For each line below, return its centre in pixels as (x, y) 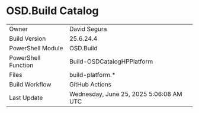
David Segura (88, 29)
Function (21, 65)
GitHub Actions (90, 84)
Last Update (26, 98)
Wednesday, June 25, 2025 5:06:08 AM (126, 94)
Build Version (28, 38)
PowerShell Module (36, 48)
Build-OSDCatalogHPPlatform (111, 62)
